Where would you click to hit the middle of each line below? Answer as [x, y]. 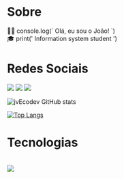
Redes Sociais [48, 69]
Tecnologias [43, 142]
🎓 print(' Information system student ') [62, 38]
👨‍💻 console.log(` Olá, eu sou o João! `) [61, 31]
